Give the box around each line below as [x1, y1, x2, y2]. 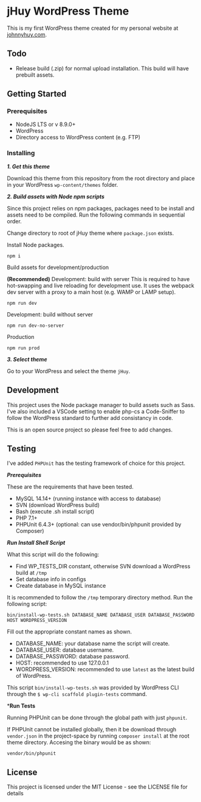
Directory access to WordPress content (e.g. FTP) [15, 134, 141, 141]
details [7, 790, 24, 797]
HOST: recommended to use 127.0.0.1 [15, 659, 109, 667]
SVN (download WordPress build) [15, 501, 100, 509]
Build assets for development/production [7, 263, 109, 271]
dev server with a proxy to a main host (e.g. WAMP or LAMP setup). [7, 288, 176, 296]
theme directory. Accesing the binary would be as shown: [7, 739, 151, 746]
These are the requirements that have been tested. [7, 483, 134, 490]
